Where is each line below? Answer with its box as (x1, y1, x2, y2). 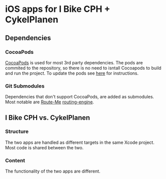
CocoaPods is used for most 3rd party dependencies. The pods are (5, 59, 143, 65)
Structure (5, 128, 29, 135)
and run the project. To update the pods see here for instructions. (5, 70, 139, 76)
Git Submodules (5, 83, 45, 89)
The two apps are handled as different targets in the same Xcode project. (5, 139, 155, 145)
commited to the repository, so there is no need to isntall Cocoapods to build (5, 65, 162, 71)
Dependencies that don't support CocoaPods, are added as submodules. (5, 94, 155, 100)
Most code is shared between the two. (5, 144, 84, 150)
